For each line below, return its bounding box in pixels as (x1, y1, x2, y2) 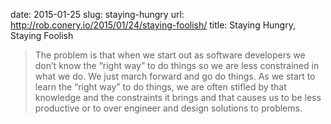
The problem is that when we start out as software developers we (34, 49, 306, 61)
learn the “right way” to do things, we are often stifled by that (34, 81, 287, 93)
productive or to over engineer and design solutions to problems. (34, 102, 303, 114)
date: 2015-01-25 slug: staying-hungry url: (10, 9, 185, 20)
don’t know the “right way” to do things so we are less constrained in (34, 60, 320, 71)
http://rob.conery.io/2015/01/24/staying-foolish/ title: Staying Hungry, (10, 19, 296, 31)
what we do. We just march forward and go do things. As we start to (34, 70, 316, 82)
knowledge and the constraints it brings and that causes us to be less (34, 92, 322, 103)
